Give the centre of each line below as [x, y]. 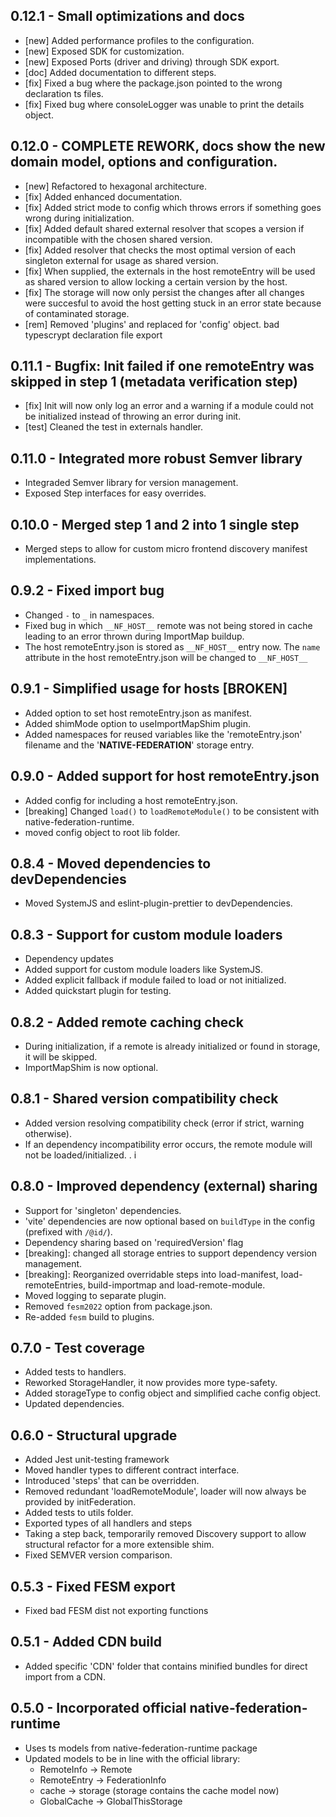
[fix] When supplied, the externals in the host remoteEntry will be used [170, 271]
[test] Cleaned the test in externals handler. [113, 427]
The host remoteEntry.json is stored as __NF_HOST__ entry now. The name [172, 646]
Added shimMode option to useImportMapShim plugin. [137, 723]
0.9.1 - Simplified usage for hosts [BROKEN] [149, 689]
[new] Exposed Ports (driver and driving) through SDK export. [152, 61]
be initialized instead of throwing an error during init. [133, 416]
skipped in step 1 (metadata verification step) [154, 382]
